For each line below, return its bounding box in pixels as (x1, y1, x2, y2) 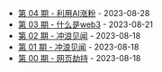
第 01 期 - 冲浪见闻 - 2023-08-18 (17, 41, 139, 52)
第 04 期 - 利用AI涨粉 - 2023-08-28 (17, 8, 150, 18)
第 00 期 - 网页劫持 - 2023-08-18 (17, 53, 141, 63)
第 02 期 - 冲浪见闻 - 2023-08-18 (17, 31, 141, 40)
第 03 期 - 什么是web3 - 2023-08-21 (17, 19, 154, 30)
